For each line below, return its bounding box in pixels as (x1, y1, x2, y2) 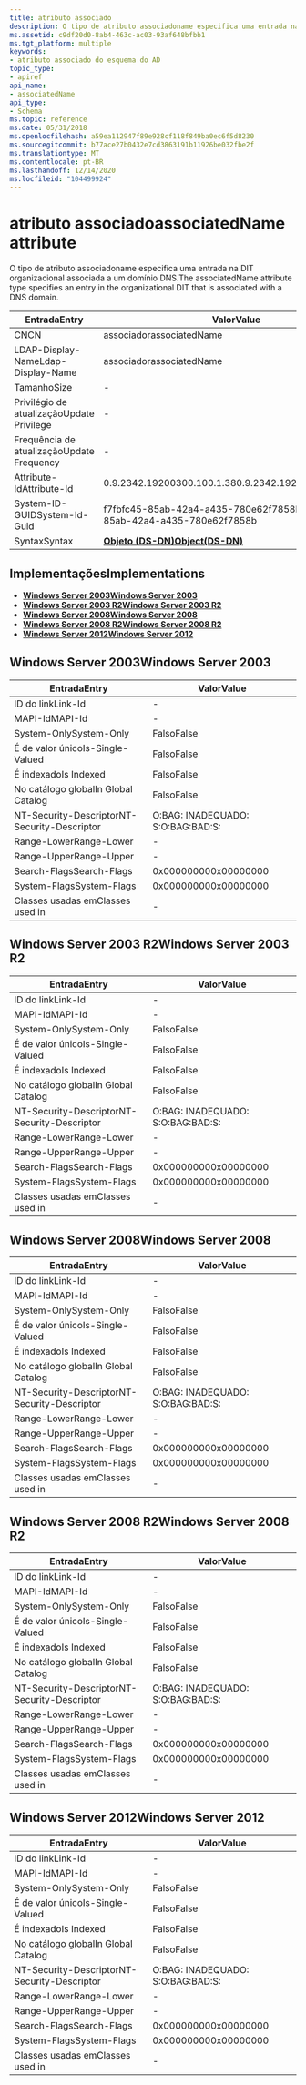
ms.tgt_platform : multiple (9, 38, 112, 48)
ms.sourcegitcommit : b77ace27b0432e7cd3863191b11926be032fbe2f (9, 140, 255, 149)
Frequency (14, 456, 60, 469)
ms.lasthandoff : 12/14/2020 (9, 166, 117, 175)
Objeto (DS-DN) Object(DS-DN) (103, 534, 243, 547)
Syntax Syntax (14, 534, 74, 547)
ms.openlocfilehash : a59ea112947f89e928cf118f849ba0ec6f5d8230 (9, 132, 255, 141)
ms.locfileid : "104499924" (9, 174, 112, 183)
